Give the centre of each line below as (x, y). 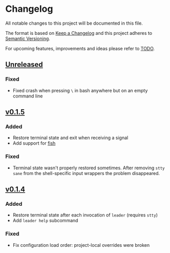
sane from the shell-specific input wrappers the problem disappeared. (86, 173)
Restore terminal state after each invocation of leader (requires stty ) (85, 215)
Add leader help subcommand (45, 221)
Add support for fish (34, 143)
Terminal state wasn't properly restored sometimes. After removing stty (89, 168)
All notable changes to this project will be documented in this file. (74, 23)
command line (28, 96)
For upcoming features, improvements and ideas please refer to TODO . (80, 48)
